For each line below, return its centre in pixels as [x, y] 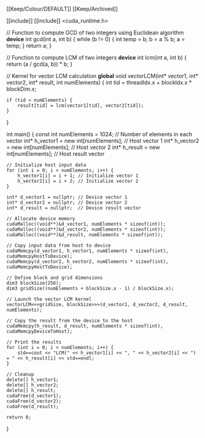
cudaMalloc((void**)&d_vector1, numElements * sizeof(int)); [86, 224]
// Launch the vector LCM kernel [49, 299]
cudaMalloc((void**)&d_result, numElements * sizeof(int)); [85, 235]
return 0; [19, 417]
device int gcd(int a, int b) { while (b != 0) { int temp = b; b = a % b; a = [96, 39]
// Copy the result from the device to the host [70, 321]
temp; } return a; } [29, 46]
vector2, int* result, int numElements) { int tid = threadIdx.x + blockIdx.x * [99, 83]
